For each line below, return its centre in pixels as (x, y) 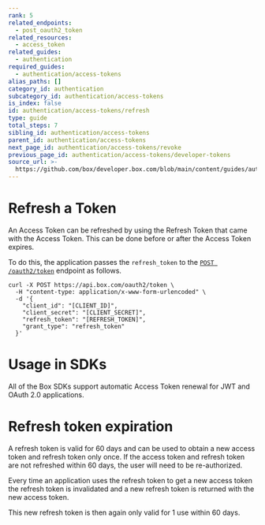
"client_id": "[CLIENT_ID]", (70, 305)
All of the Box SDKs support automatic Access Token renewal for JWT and (129, 386)
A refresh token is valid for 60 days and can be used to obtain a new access (132, 448)
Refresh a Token (62, 209)
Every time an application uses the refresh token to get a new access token (130, 480)
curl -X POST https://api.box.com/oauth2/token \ (91, 285)
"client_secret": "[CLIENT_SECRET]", (84, 312)
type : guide (28, 118)
